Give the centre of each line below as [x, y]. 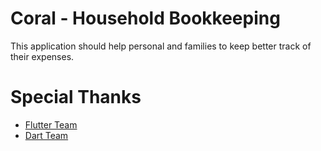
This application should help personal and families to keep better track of [161, 46]
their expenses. [42, 56]
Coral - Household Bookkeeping [145, 18]
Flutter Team [51, 124]
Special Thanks [76, 97]
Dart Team [46, 135]
